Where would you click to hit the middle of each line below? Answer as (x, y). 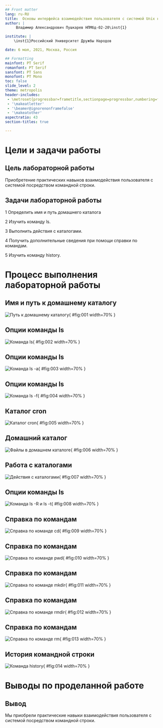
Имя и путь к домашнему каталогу (61, 303)
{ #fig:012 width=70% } (88, 612)
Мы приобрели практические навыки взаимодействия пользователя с (78, 715)
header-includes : (23, 95)
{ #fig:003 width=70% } (62, 369)
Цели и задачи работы (53, 150)
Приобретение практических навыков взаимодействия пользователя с (79, 180)
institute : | (18, 37)
